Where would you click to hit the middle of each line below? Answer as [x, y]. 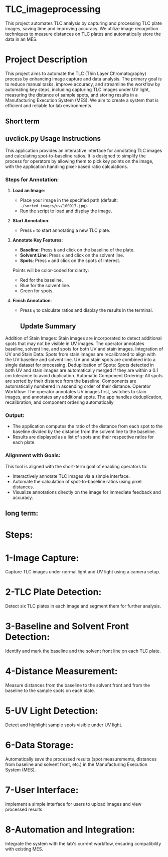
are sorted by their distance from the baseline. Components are [71, 381]
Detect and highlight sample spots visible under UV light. [64, 725]
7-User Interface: [42, 790]
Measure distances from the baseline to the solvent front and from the [78, 685]
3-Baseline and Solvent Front [67, 626]
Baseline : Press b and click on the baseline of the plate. [77, 250]
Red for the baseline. [41, 280]
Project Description [46, 60]
